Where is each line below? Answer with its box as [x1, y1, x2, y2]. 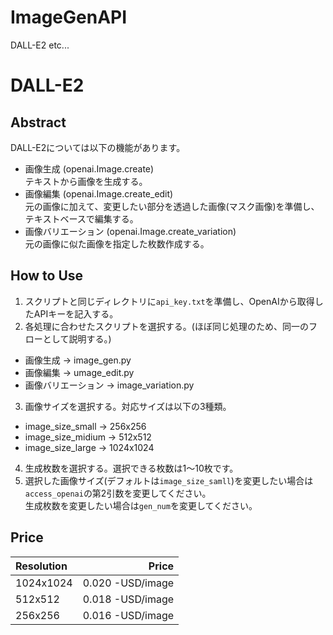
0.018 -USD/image [82, 592, 175, 606]
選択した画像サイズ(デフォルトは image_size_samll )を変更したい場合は [24, 474, 314, 486]
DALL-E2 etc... [10, 39, 70, 51]
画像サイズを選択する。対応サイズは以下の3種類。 [24, 400, 232, 412]
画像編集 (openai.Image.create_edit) [24, 187, 174, 200]
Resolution [15, 559, 68, 573]
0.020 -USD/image [82, 576, 175, 590]
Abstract [10, 114, 67, 131]
